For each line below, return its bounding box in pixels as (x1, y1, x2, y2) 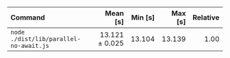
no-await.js (10, 42, 50, 49)
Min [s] (131, 13, 155, 22)
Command (10, 13, 46, 22)
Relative (192, 13, 220, 22)
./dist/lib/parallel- (10, 35, 81, 42)
